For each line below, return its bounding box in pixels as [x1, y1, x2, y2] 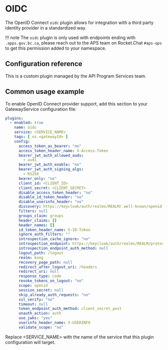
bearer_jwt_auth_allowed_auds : [18, 153, 84, 158]
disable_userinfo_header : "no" [18, 199, 84, 204]
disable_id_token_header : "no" [18, 194, 84, 200]
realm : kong [18, 255, 43, 260]
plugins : [5, 115, 23, 120]
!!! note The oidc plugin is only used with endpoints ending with [5, 34, 136, 40]
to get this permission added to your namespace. [5, 45, 106, 51]
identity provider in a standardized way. [5, 24, 86, 30]
